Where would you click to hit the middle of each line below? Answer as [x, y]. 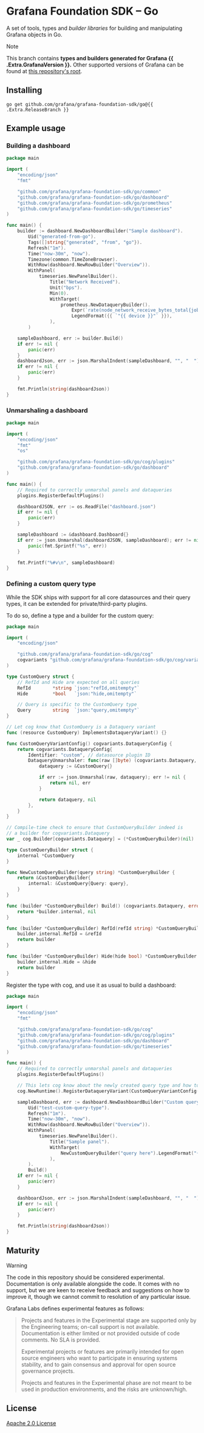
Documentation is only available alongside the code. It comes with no [93, 1284]
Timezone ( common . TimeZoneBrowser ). [73, 259]
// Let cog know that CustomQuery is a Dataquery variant [81, 727]
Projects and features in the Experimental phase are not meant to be [107, 1382]
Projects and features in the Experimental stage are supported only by [109, 1320]
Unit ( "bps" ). [66, 288]
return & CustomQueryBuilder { [54, 878]
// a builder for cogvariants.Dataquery [58, 833]
